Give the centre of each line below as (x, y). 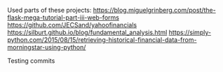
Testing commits (31, 61)
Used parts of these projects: (49, 10)
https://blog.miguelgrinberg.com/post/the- (154, 10)
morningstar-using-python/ (47, 47)
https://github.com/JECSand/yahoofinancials (72, 25)
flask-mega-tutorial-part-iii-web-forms (63, 17)
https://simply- (190, 32)
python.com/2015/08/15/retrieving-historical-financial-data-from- (102, 40)
